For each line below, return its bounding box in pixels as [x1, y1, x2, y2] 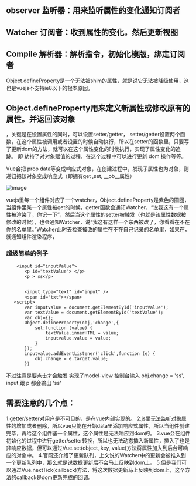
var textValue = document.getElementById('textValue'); [24, 309, 164, 316]
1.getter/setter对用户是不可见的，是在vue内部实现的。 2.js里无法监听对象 [6, 415, 182, 422]
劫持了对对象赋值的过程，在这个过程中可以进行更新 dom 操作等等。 [24, 153, 187, 160]
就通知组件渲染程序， [6, 233, 57, 240]
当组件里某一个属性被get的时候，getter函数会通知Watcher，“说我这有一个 [6, 204, 184, 211]
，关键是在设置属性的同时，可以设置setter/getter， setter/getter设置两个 [6, 131, 180, 138]
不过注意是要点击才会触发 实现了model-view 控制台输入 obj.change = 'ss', [6, 372, 184, 379]
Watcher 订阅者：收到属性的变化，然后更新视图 [6, 27, 178, 37]
